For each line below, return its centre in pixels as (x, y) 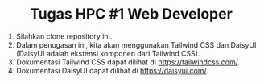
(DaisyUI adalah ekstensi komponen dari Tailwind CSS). (108, 53)
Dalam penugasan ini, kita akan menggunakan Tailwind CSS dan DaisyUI (136, 44)
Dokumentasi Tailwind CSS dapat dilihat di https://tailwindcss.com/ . (128, 62)
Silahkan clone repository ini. (64, 36)
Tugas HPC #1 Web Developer (131, 14)
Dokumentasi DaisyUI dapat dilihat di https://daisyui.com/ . (112, 70)
